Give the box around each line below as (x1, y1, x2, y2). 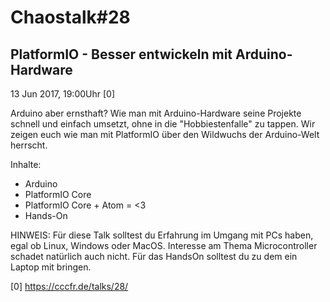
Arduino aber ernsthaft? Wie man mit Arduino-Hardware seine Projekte (10, 107, 302, 119)
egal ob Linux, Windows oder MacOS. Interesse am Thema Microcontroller (10, 240, 318, 251)
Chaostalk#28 (10, 6, 131, 29)
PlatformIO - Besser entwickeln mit (10, 46, 233, 63)
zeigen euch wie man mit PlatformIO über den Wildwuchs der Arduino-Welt (10, 129, 320, 140)
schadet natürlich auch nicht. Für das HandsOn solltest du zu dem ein (10, 251, 298, 262)
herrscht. (10, 139, 48, 151)
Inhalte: (10, 159, 42, 170)
